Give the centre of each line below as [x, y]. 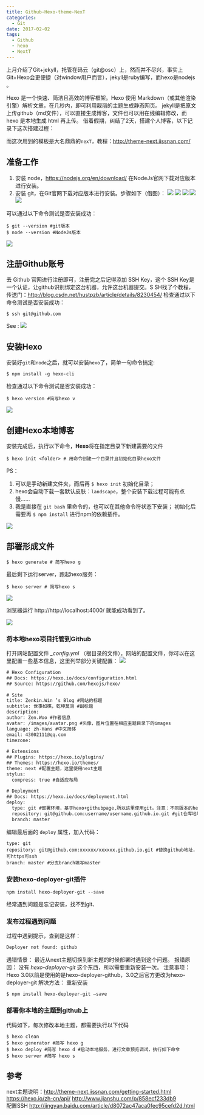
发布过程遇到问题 [31, 921]
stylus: [16, 774]
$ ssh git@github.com [34, 314]
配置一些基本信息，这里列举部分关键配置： [65, 661]
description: [23, 712]
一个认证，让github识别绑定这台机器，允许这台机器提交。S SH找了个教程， [100, 287]
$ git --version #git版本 [38, 226]
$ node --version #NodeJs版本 [43, 232]
